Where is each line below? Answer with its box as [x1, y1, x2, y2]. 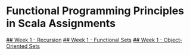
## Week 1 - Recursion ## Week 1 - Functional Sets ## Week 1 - [6, 36, 163, 43]
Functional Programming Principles [6, 4, 185, 18]
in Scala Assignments [6, 17, 116, 30]
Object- [163, 36, 183, 43]
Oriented [6, 43, 28, 50]
